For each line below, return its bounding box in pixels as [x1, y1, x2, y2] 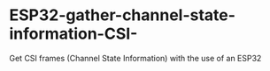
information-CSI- [9, 24, 138, 44]
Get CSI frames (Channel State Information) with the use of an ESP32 [9, 53, 262, 63]
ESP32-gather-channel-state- [9, 5, 236, 25]
